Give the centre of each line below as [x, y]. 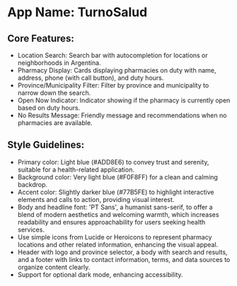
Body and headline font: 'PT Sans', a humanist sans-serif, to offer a [115, 207]
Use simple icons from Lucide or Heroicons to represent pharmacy [115, 237]
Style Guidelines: [46, 145]
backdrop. [33, 184]
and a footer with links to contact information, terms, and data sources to [124, 259]
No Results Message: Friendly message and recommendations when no [122, 115]
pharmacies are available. [55, 123]
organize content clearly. [54, 267]
